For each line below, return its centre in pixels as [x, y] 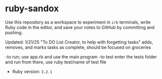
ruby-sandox [32, 9]
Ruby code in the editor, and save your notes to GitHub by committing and [80, 27]
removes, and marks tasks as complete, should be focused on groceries [78, 47]
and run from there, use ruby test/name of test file [56, 62]
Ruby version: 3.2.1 [32, 71]
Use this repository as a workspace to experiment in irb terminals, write [78, 22]
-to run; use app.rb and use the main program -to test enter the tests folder [81, 56]
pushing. [14, 32]
